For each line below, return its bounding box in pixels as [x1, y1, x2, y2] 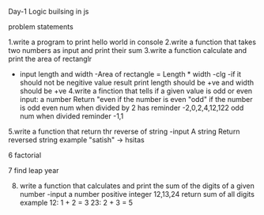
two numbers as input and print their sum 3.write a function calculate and [8, 46, 247, 55]
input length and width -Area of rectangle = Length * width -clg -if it [19, 70, 242, 78]
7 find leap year [8, 166, 59, 175]
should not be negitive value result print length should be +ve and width [19, 78, 255, 87]
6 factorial [8, 150, 42, 160]
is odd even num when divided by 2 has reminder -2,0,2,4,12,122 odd [19, 103, 244, 112]
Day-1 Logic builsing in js [8, 7, 89, 16]
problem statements [8, 22, 74, 31]
